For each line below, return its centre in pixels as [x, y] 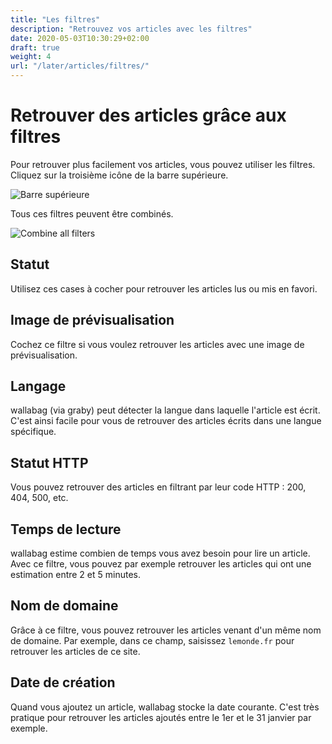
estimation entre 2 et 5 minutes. [76, 574]
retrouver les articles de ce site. [75, 651]
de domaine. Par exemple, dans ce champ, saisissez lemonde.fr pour [152, 640]
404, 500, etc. [39, 498]
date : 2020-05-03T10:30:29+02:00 [80, 38]
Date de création [63, 682]
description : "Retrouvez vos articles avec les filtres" [131, 29]
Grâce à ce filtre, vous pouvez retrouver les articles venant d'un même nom [166, 630]
